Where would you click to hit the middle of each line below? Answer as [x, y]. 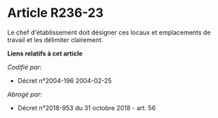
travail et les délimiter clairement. [55, 39]
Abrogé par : [25, 94]
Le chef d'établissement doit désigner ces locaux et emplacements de [109, 32]
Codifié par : [25, 67]
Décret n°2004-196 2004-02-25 [64, 80]
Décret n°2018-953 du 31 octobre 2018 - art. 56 [86, 107]
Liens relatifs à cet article [45, 53]
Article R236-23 [56, 13]
